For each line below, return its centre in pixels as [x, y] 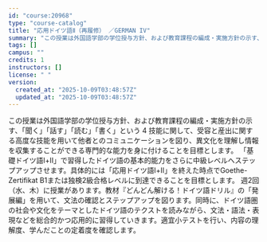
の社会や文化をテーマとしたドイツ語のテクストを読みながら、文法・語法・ [130, 210]
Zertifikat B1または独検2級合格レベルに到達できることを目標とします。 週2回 [134, 181]
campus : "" [26, 53]
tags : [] [23, 45]
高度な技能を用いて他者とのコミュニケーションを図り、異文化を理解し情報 [137, 141]
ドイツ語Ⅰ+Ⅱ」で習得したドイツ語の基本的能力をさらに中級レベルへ [125, 161]
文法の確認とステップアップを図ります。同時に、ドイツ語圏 [161, 201]
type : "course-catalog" [48, 23]
